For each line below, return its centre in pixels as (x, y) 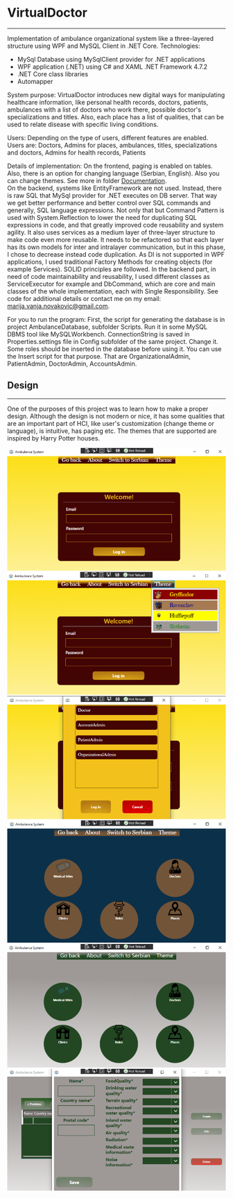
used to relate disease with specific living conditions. (83, 124)
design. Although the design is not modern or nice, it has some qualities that (116, 416)
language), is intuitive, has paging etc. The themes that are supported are (112, 431)
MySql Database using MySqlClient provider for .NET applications (111, 59)
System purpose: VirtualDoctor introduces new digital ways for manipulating (116, 94)
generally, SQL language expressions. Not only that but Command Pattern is (116, 210)
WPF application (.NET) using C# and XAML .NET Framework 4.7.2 (112, 67)
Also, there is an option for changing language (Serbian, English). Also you (113, 173)
